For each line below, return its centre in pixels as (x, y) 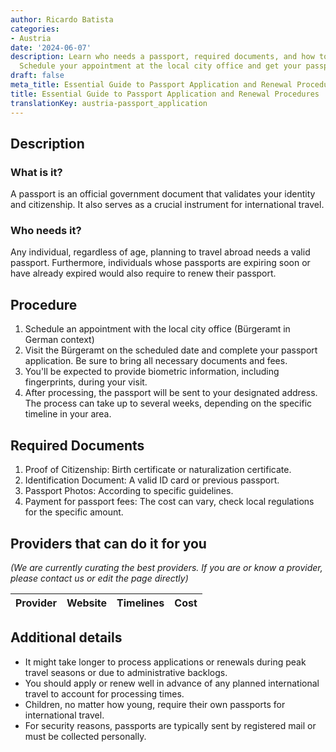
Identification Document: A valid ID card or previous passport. (152, 480)
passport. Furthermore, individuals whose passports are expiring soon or (160, 263)
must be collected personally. (85, 736)
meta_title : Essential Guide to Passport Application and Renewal (151, 85)
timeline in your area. (68, 414)
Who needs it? (46, 231)
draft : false (37, 76)
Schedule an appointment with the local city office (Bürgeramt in (157, 329)
